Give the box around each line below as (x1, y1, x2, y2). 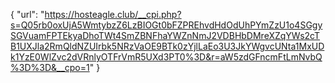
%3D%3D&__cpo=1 (10, 62, 90, 73)
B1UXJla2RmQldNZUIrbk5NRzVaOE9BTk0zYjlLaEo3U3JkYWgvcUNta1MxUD (10, 40, 325, 52)
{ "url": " (10, 9, 45, 20)
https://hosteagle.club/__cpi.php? (44, 9, 182, 20)
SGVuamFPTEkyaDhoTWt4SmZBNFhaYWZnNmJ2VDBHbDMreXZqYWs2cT (10, 30, 321, 41)
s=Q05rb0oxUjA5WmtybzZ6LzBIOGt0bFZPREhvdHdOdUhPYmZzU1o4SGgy (10, 19, 323, 31)
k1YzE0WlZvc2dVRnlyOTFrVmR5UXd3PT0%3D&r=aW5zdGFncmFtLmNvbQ (10, 51, 323, 63)
